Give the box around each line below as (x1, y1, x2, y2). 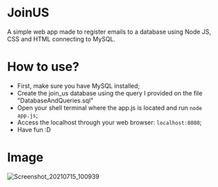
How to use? (7, 59, 80, 75)
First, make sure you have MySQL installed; (17, 81, 140, 90)
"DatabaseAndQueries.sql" (17, 96, 94, 104)
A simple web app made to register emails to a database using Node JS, (7, 27, 211, 36)
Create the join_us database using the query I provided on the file (17, 89, 203, 97)
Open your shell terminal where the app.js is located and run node (17, 103, 203, 111)
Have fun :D (17, 125, 52, 133)
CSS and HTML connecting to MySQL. (7, 34, 116, 43)
